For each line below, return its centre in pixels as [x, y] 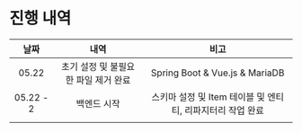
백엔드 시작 [98, 103]
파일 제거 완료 [103, 80]
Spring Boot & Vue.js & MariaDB [218, 73]
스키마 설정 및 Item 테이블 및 [208, 97]
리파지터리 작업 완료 [224, 110]
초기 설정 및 [84, 66]
